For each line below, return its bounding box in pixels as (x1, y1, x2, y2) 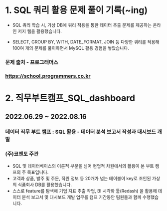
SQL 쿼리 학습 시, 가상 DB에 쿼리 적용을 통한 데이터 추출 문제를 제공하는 (12, 22, 152, 28)
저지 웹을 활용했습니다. (17, 28, 62, 34)
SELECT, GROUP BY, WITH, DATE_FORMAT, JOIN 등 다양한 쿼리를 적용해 (12, 38, 160, 45)
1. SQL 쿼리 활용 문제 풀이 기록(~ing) (5, 4, 148, 16)
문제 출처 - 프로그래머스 (5, 58, 58, 65)
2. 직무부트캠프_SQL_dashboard (5, 92, 136, 104)
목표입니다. (27, 169, 49, 175)
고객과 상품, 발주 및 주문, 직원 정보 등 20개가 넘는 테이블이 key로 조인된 (12, 175, 151, 181)
